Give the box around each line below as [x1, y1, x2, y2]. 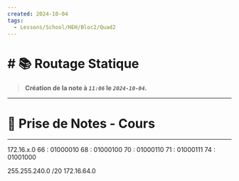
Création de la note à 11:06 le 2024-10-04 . [24, 84, 147, 92]
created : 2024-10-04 [7, 10, 69, 18]
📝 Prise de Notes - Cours [7, 115, 155, 131]
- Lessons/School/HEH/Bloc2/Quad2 [14, 23, 116, 31]
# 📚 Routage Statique [7, 55, 139, 72]
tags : [7, 17, 23, 24]
